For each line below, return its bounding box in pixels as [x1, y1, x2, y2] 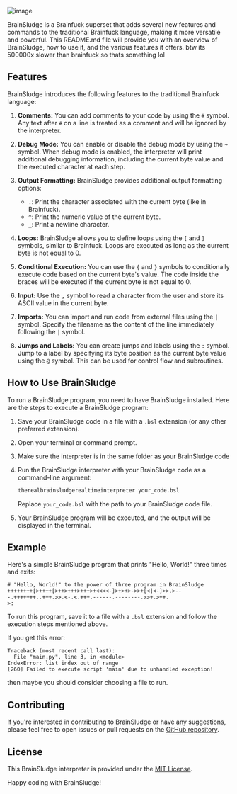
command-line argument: [17, 473, 92, 482]
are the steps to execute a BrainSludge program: [7, 403, 149, 412]
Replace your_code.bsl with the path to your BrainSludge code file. [17, 499, 213, 508]
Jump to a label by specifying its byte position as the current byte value [17, 348, 226, 357]
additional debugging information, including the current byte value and [17, 154, 224, 163]
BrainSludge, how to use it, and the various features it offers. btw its [7, 43, 206, 51]
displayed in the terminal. [17, 521, 91, 529]
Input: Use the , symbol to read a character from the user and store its [17, 291, 224, 300]
